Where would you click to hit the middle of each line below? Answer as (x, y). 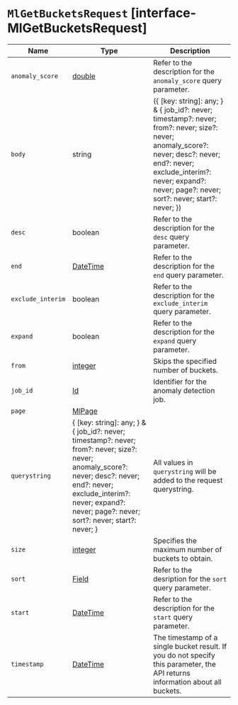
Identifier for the (180, 382)
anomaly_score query (187, 80)
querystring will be (185, 471)
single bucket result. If (190, 646)
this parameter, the (185, 664)
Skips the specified (185, 361)
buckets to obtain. (183, 558)
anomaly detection (184, 390)
